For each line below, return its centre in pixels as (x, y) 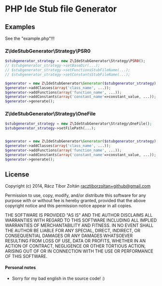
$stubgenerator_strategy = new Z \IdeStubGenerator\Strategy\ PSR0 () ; (75, 61)
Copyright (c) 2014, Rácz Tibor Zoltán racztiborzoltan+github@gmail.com (78, 186)
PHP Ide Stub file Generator (61, 9)
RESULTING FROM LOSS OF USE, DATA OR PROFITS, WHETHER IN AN (75, 241)
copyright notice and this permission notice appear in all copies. (69, 206)
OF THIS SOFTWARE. (26, 256)
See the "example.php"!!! (30, 38)
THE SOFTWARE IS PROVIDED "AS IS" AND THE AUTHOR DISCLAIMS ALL (79, 215)
